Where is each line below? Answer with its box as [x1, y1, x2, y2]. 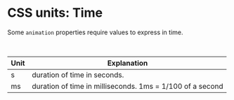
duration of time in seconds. [31, 70, 124, 80]
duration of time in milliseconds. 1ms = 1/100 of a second [31, 81, 223, 91]
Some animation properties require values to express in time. [7, 28, 183, 36]
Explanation [107, 58, 148, 68]
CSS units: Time [7, 5, 103, 21]
